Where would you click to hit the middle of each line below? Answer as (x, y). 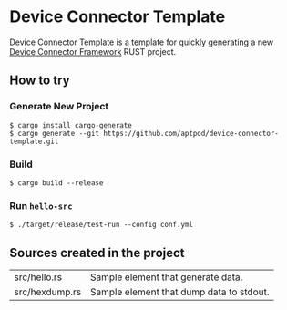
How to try (40, 81)
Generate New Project (59, 107)
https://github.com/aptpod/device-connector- (191, 133)
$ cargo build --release (56, 183)
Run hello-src (41, 205)
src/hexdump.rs (48, 292)
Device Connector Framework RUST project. (93, 51)
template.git (34, 141)
